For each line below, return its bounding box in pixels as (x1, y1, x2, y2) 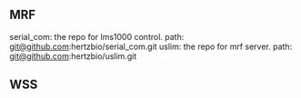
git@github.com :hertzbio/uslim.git (9, 50, 137, 62)
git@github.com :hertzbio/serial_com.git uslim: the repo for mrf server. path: (9, 41, 293, 52)
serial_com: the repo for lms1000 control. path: (9, 31, 185, 42)
